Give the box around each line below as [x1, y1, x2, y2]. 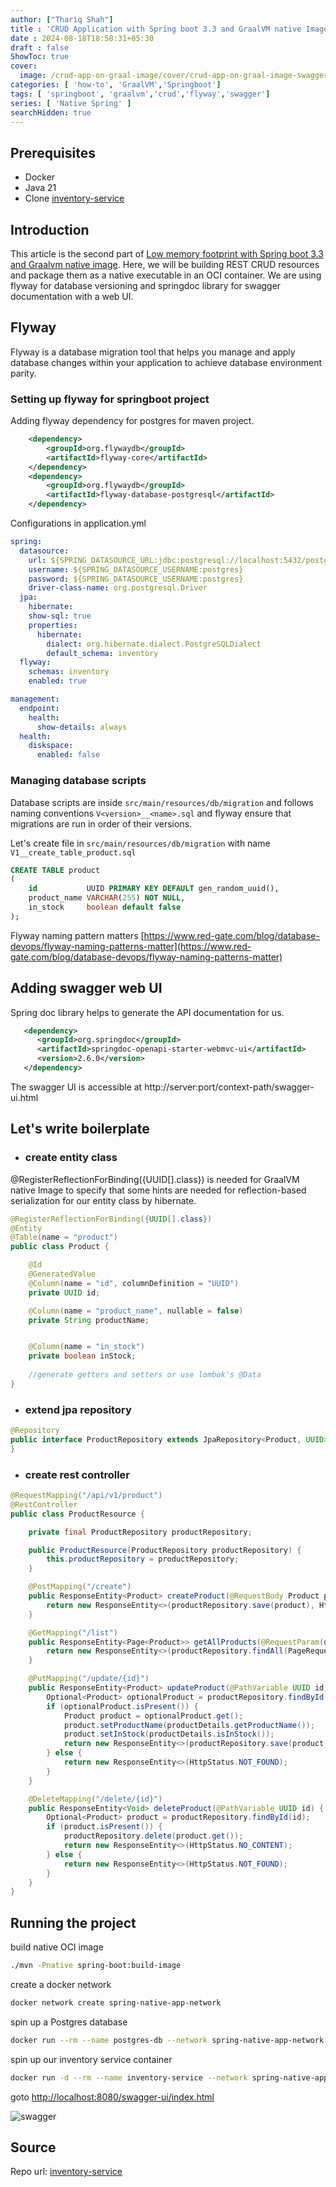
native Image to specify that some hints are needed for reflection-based [10, 1184, 307, 1196]
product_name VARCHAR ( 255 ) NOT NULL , [28, 893, 186, 903]
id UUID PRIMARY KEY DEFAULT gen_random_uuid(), [28, 884, 280, 894]
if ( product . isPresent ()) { [46, 1822, 163, 1832]
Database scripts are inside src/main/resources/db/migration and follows [10, 796, 314, 808]
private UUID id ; [28, 1287, 101, 1298]
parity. [10, 367, 37, 379]
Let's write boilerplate [10, 1121, 150, 1138]
